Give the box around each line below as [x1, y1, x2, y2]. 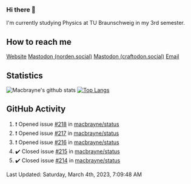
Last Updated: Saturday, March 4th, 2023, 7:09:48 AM [6, 171, 142, 178]
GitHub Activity [6, 104, 66, 114]
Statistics [6, 70, 44, 80]
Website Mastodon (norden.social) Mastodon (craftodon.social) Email [6, 53, 179, 60]
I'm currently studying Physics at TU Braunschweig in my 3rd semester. [6, 19, 185, 27]
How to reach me [6, 36, 72, 47]
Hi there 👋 [6, 5, 36, 14]
